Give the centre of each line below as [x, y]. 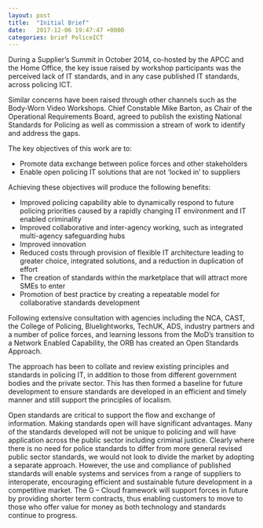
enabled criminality [50, 219]
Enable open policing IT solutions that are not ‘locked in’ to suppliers [130, 172]
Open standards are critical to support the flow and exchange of [112, 415]
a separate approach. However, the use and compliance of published [120, 465]
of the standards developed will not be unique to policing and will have [122, 432]
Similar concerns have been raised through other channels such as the [122, 100]
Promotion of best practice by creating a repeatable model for [119, 295]
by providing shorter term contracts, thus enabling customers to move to [126, 499]
